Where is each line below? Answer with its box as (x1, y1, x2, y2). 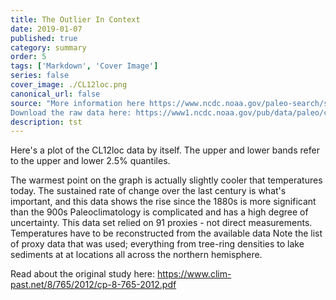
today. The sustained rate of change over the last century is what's (10, 185, 287, 197)
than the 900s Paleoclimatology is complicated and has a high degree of (10, 206, 309, 218)
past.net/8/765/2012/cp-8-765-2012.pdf (10, 279, 177, 291)
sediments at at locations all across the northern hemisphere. (10, 249, 263, 261)
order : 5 (10, 52, 47, 62)
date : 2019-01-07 (10, 24, 83, 34)
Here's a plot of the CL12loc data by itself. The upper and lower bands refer (10, 144, 320, 156)
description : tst (10, 117, 83, 127)
